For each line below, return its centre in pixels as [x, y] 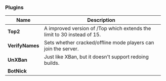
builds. [52, 63]
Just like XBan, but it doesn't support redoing [97, 57]
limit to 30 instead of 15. [73, 35]
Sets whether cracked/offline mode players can [99, 42]
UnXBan [18, 60]
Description [101, 20]
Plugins [14, 7]
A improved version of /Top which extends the [98, 29]
